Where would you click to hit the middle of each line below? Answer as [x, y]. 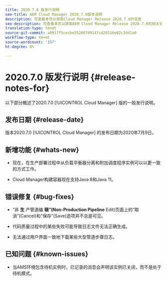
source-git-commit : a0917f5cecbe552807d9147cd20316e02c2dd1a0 [71, 33]
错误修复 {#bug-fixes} [40, 197]
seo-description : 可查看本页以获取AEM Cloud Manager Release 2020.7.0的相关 [82, 24]
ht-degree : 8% [20, 47]
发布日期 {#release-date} [44, 120]
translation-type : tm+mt [31, 28]
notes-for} [27, 88]
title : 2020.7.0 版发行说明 [32, 10]
